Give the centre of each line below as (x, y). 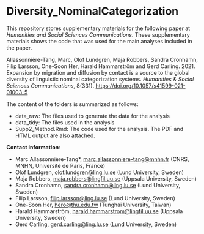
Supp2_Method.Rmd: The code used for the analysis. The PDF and (99, 129)
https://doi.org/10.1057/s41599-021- (140, 85)
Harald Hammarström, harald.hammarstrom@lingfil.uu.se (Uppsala (99, 211)
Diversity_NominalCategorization (93, 11)
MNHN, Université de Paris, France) (60, 165)
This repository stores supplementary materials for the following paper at (98, 28)
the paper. (19, 48)
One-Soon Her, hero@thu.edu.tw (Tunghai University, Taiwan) (93, 205)
